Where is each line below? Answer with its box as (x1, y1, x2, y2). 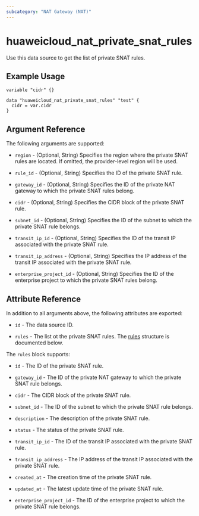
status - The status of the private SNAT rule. (14, 427, 124, 433)
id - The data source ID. (14, 321, 74, 328)
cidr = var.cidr (11, 102, 52, 109)
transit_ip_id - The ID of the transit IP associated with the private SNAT (14, 438, 193, 444)
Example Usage (6, 71, 65, 81)
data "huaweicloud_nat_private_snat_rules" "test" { (6, 98, 140, 104)
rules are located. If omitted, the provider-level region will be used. (14, 158, 178, 165)
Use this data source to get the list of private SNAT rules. (6, 54, 146, 61)
